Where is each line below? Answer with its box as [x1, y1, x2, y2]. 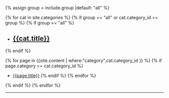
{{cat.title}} [12, 34, 50, 43]
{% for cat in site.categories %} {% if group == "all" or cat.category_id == [5, 15, 158, 20]
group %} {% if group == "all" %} [5, 20, 74, 26]
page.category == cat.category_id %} [5, 63, 83, 69]
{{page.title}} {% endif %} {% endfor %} [12, 72, 97, 78]
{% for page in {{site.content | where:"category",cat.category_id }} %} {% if [5, 57, 162, 63]
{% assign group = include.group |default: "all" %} [5, 5, 110, 11]
